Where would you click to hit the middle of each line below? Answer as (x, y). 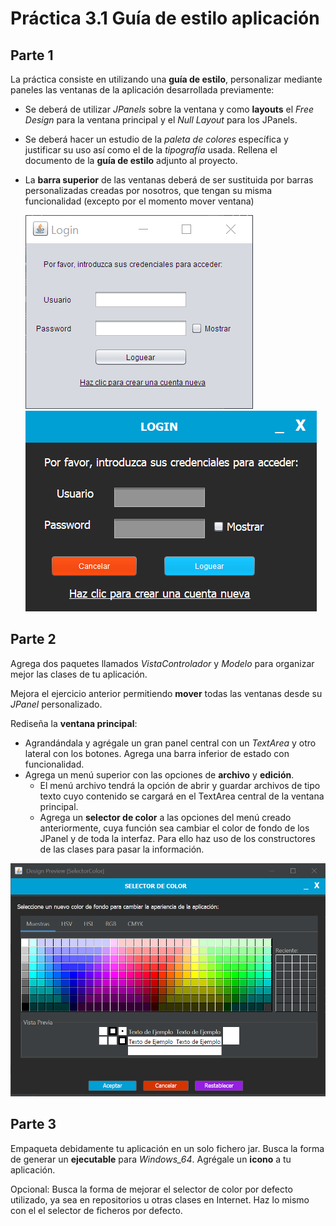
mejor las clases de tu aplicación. (79, 674)
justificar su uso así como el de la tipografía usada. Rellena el (151, 150)
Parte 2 (33, 639)
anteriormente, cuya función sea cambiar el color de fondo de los (174, 828)
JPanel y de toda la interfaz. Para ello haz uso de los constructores (177, 838)
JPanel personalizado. (56, 704)
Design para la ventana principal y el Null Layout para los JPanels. (161, 120)
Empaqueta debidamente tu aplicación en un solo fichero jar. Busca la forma (167, 1148)
